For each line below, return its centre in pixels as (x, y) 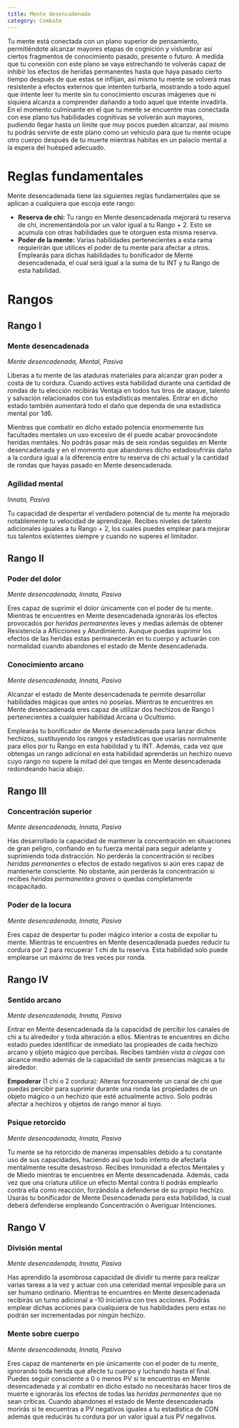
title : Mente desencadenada (49, 14)
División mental (35, 1248)
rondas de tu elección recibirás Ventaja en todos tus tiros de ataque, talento (119, 391)
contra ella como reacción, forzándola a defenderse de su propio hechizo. (116, 1190)
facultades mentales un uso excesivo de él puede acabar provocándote (112, 435)
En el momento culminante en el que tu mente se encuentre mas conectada (118, 109)
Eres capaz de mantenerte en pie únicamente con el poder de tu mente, (113, 1363)
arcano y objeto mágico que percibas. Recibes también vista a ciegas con (116, 1052)
